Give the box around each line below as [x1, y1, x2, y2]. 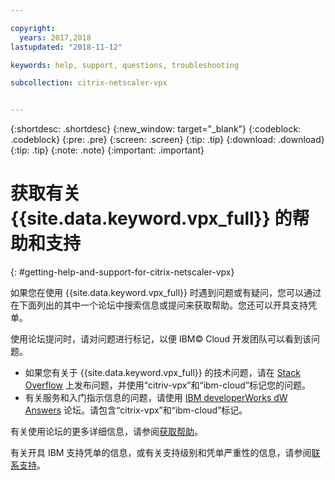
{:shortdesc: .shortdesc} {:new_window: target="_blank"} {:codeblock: [10, 123, 302, 135]
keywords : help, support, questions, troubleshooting [10, 60, 240, 70]
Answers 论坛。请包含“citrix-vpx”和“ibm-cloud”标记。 [24, 404, 248, 416]
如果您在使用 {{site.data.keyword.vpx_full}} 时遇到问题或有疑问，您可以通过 [10, 287, 322, 299]
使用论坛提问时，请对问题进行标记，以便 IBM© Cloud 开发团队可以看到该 [10, 333, 312, 345]
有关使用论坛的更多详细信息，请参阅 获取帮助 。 [10, 426, 203, 438]
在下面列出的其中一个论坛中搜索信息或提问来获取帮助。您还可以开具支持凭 [10, 299, 317, 311]
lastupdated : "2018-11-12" [10, 42, 123, 52]
